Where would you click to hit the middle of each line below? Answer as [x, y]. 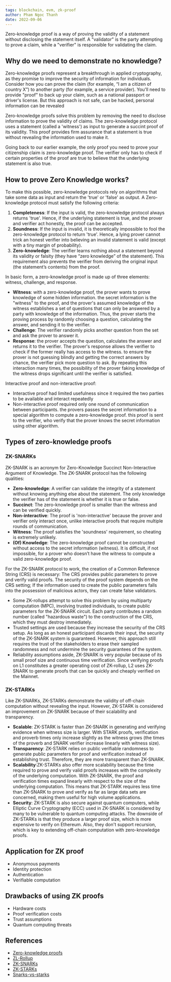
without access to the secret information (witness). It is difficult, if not [85, 548]
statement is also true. [28, 163]
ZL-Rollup [23, 959]
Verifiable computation [36, 880]
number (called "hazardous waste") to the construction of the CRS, [83, 616]
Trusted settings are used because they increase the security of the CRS [89, 627]
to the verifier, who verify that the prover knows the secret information [86, 420]
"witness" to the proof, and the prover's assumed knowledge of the [83, 303]
